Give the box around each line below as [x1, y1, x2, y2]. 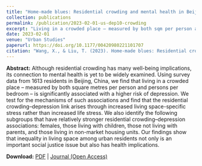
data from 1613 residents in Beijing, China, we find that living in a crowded [6, 77, 189, 84]
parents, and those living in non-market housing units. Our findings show [6, 128, 187, 135]
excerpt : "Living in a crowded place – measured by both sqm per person [6, 25, 192, 32]
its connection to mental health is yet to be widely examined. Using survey [6, 70, 191, 78]
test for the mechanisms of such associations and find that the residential [6, 96, 188, 103]
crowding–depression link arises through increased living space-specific [6, 103, 186, 110]
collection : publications [6, 14, 71, 20]
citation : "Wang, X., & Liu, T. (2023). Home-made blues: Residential [6, 48, 187, 54]
